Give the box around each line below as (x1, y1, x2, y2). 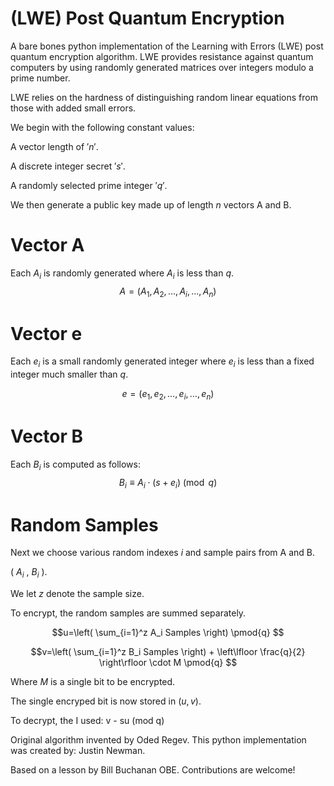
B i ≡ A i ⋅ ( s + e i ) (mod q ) (118, 476, 218, 491)
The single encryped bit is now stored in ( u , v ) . (10, 695, 202, 707)
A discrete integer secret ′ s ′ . (10, 160, 126, 172)
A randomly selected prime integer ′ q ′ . (10, 179, 168, 191)
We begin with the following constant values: (10, 121, 195, 133)
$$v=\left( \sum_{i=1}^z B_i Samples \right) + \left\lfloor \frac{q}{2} (30, 646, 306, 658)
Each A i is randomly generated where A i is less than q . (10, 267, 235, 281)
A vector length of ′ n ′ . (10, 140, 99, 152)
